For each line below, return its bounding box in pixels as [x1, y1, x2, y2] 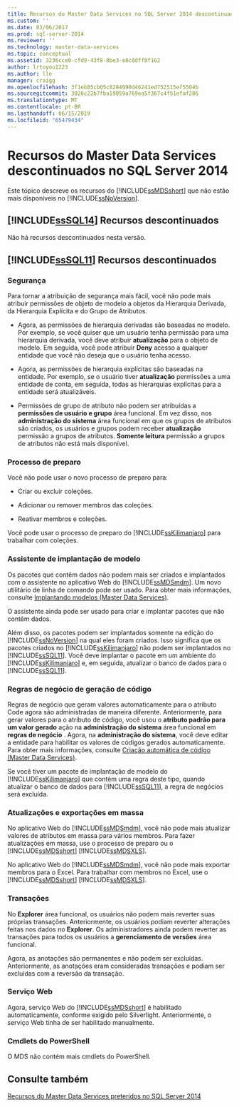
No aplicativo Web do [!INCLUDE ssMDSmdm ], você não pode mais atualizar [7, 824, 231, 832]
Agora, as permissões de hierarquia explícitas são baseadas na [17, 365, 203, 373]
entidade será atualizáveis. [17, 388, 97, 396]
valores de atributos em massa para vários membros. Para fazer [7, 831, 196, 840]
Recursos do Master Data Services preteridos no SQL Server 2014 [7, 1091, 201, 1100]
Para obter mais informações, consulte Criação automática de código [7, 745, 211, 754]
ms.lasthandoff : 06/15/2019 [7, 110, 91, 117]
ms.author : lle [7, 70, 53, 77]
